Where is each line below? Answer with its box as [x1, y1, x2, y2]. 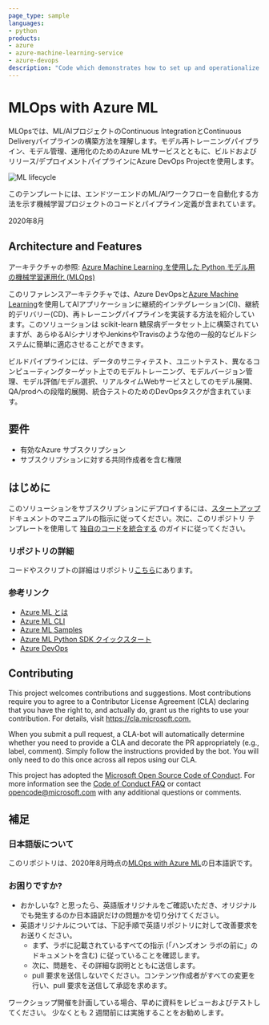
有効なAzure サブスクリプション [19, 445, 126, 454]
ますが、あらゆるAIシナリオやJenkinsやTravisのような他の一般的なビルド [8, 329, 251, 339]
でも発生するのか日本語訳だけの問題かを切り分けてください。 [19, 910, 224, 920]
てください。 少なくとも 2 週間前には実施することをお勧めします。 [8, 1007, 228, 1017]
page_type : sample [8, 11, 70, 20]
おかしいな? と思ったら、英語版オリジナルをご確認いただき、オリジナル [19, 900, 257, 909]
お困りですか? [8, 881, 62, 892]
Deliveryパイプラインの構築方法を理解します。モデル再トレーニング [8, 136, 231, 145]
